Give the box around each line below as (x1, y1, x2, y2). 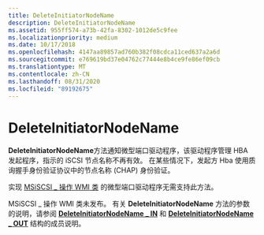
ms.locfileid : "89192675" (8, 84, 93, 93)
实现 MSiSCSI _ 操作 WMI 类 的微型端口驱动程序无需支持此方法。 (8, 182, 218, 192)
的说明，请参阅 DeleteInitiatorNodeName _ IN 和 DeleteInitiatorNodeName (8, 209, 255, 218)
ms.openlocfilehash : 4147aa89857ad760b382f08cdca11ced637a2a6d (8, 48, 221, 56)
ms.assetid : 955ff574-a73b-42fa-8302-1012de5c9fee (8, 26, 178, 34)
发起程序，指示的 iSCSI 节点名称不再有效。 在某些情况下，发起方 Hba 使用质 (8, 155, 256, 166)
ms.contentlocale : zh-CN (8, 70, 90, 78)
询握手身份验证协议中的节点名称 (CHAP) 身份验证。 (8, 166, 175, 175)
